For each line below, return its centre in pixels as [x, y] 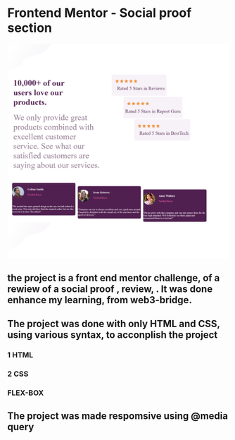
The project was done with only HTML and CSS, [114, 324]
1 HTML [20, 355]
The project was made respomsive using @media [118, 416]
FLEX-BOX [26, 393]
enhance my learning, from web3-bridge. [100, 300]
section [30, 28]
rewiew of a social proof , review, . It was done [110, 289]
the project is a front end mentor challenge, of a [114, 278]
